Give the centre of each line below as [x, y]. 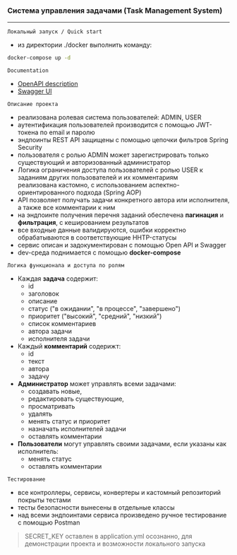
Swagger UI [35, 91]
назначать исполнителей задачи [77, 429]
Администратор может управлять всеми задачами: [97, 384]
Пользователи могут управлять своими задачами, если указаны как [122, 444]
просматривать [51, 407]
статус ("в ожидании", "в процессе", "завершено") [104, 309]
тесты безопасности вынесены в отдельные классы [96, 508]
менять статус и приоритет [69, 421]
